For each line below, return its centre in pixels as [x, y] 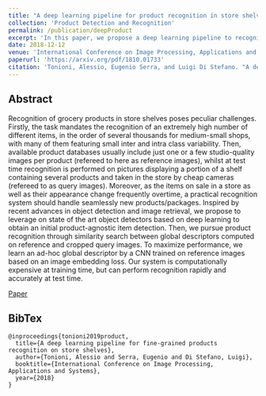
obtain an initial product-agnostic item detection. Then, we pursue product [129, 227]
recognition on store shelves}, [61, 350]
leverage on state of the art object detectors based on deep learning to [124, 219]
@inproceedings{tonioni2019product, [68, 337]
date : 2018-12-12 [37, 45]
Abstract [30, 99]
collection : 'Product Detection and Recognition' [92, 23]
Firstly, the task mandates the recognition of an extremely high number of [128, 127]
